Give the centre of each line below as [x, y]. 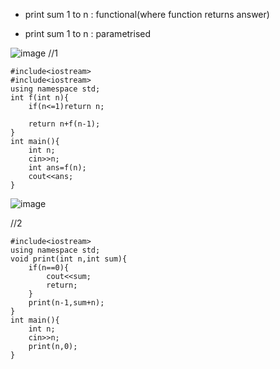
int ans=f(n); [57, 168]
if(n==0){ [49, 268]
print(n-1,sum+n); [66, 303]
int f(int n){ [40, 98]
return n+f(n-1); [64, 124]
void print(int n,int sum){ [69, 259]
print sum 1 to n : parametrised [88, 33]
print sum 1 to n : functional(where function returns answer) [147, 14]
